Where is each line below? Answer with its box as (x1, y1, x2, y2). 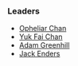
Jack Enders (18, 49, 60, 59)
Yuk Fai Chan (18, 32, 63, 41)
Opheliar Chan (18, 24, 67, 33)
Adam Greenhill (18, 41, 70, 50)
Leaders (7, 6, 41, 17)
